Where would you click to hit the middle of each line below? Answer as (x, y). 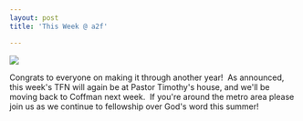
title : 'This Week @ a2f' (58, 26)
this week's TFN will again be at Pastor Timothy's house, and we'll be (140, 86)
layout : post (34, 18)
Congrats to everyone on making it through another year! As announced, (147, 77)
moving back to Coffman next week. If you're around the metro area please (152, 96)
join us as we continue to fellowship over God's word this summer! (134, 106)
